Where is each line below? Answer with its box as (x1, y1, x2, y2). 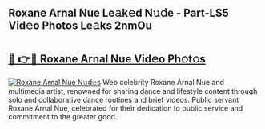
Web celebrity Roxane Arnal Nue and (102, 78, 224, 87)
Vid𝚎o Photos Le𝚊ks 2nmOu (8, 19, 152, 33)
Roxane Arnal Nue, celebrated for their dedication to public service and (8, 103, 243, 113)
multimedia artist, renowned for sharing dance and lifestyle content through (8, 87, 258, 95)
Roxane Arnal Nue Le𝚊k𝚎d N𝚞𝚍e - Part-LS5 (8, 6, 230, 20)
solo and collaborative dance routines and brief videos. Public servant (8, 95, 239, 104)
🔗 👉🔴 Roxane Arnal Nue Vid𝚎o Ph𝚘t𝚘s (8, 52, 206, 66)
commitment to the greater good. (8, 112, 118, 121)
